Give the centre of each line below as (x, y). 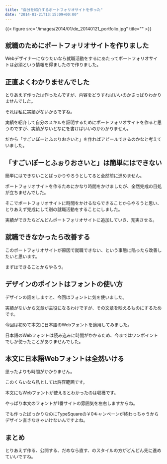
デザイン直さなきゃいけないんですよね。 (46, 420)
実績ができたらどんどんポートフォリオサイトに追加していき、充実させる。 (81, 220)
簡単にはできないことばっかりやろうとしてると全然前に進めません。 (75, 176)
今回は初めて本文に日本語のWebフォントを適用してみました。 (69, 324)
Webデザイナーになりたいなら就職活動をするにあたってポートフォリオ (77, 58)
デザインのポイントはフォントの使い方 (64, 284)
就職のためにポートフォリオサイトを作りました (77, 45)
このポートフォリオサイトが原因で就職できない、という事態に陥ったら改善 (81, 250)
